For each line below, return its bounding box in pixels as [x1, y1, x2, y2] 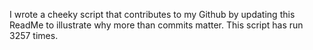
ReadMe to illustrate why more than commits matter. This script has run [9, 19, 304, 31]
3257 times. [9, 30, 59, 41]
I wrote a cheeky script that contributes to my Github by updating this [9, 9, 296, 20]
